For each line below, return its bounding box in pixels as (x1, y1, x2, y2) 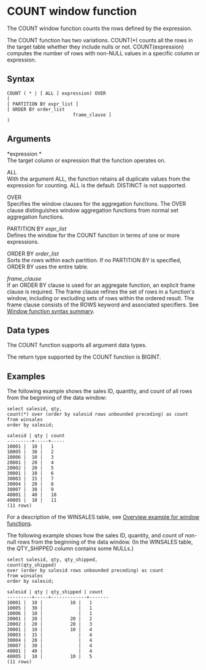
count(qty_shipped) (7, 562, 57, 569)
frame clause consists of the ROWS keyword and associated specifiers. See (7, 301, 199, 308)
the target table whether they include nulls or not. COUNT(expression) (7, 43, 185, 50)
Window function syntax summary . (7, 307, 95, 314)
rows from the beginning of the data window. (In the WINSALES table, (17, 539, 193, 546)
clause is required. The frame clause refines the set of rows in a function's (7, 287, 195, 295)
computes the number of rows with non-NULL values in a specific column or (7, 49, 200, 56)
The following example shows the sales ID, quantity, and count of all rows (7, 388, 193, 395)
